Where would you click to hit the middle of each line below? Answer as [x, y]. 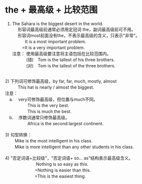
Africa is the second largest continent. [65, 123]
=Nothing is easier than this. [63, 170]
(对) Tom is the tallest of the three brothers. [71, 65]
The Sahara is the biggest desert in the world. [58, 23]
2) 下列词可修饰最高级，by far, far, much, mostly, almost [61, 81]
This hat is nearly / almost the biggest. [56, 87]
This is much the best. [49, 111]
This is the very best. [48, 105]
